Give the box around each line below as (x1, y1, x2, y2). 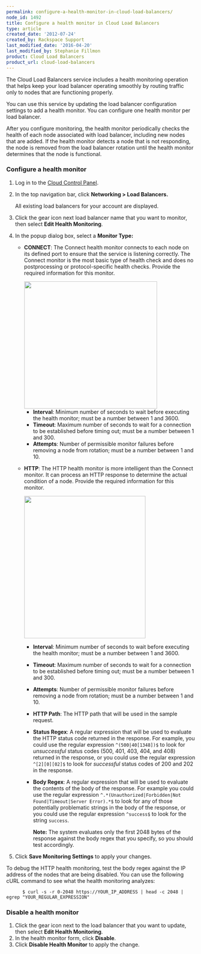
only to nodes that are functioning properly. (6, 89, 114, 96)
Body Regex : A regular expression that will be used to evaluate (32, 778, 188, 785)
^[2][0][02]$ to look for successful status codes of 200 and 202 (32, 760, 194, 767)
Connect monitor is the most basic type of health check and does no (23, 257, 194, 264)
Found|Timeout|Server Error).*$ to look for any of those (32, 797, 173, 805)
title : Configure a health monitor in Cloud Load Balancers (6, 20, 160, 26)
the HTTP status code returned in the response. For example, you (32, 734, 195, 741)
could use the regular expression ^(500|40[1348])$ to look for (32, 741, 185, 748)
